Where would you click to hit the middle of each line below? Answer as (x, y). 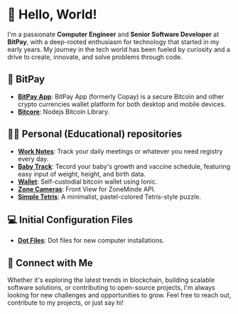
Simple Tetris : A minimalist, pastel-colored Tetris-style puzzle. (109, 197)
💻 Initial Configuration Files (70, 220)
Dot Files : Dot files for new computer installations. (91, 241)
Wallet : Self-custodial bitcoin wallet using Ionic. (87, 182)
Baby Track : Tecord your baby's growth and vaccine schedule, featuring (124, 166)
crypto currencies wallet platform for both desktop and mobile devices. (121, 104)
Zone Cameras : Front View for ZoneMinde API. (86, 189)
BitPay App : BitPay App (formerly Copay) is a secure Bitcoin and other (121, 96)
